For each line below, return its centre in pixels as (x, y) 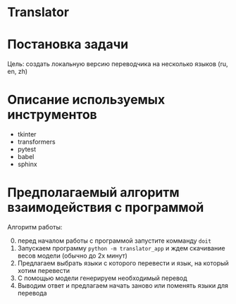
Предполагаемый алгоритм (93, 192)
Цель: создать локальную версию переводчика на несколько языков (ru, (118, 64)
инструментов (52, 115)
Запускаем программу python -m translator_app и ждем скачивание (121, 248)
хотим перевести (44, 271)
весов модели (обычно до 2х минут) (73, 255)
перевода (32, 293)
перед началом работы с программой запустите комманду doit (114, 241)
